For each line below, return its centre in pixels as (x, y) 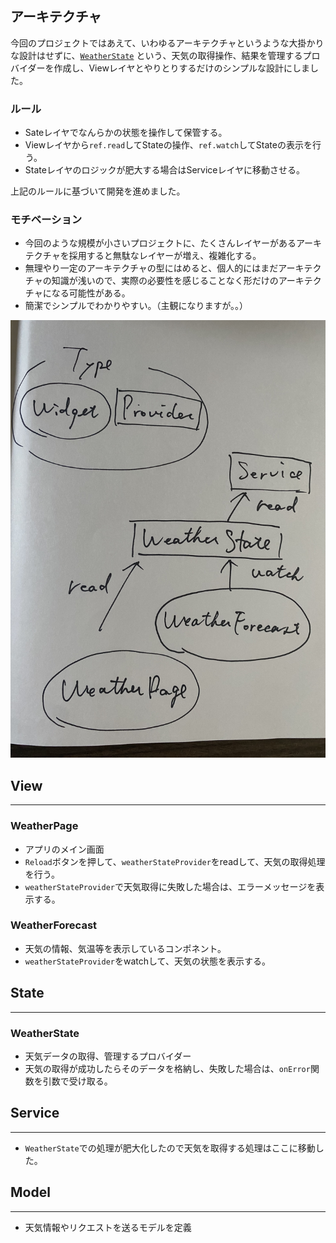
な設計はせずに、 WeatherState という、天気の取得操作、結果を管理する (156, 55)
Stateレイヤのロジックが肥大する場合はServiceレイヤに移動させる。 (165, 170)
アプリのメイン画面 (64, 849)
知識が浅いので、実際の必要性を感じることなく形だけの (165, 281)
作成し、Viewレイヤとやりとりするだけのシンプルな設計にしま (182, 68)
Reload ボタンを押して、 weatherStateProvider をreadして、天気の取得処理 (175, 861)
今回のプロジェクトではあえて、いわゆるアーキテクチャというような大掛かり (167, 43)
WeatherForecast (54, 925)
